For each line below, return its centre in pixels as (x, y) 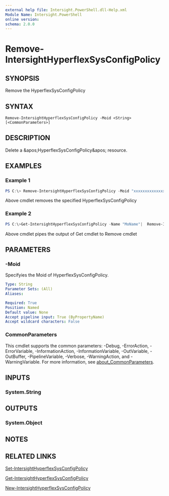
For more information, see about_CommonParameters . (98, 362)
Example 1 (18, 181)
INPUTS (18, 377)
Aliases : (14, 294)
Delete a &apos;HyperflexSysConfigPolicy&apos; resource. (66, 150)
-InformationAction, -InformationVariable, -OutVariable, (92, 351)
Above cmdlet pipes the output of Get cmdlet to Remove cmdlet (71, 234)
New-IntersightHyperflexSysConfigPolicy (48, 488)
